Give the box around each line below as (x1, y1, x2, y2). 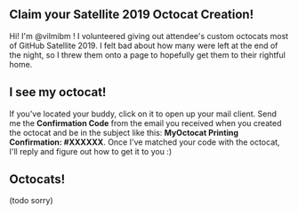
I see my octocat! (9, 84, 107, 100)
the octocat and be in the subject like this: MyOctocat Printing (9, 127, 238, 138)
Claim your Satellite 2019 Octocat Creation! (9, 7, 254, 22)
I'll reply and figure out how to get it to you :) (9, 146, 173, 156)
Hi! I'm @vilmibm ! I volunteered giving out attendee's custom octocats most (9, 30, 289, 41)
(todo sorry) (9, 195, 53, 206)
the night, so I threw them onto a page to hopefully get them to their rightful (9, 49, 286, 60)
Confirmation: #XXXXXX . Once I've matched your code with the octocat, (9, 137, 280, 147)
